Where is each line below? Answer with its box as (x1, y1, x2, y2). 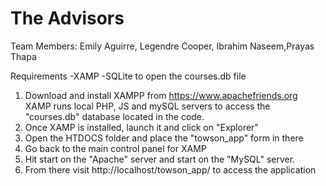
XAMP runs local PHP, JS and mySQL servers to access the (24, 100, 271, 112)
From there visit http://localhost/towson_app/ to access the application (24, 163, 317, 176)
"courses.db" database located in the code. (24, 110, 205, 122)
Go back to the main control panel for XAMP (24, 142, 207, 154)
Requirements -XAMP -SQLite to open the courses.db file (10, 70, 247, 82)
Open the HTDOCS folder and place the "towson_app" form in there (24, 132, 304, 144)
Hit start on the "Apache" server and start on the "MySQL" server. (24, 153, 296, 165)
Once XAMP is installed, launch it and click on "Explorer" (24, 121, 259, 133)
